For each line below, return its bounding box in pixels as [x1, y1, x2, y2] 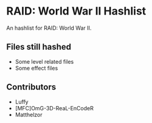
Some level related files [15, 58, 74, 65]
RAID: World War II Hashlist [6, 4, 147, 18]
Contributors [6, 82, 57, 92]
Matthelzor [15, 111, 43, 118]
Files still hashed [6, 42, 72, 52]
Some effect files [15, 64, 58, 71]
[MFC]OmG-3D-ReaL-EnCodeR [15, 104, 94, 111]
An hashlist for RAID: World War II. [6, 24, 92, 32]
